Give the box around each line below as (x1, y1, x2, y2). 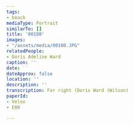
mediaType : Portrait (6, 20, 59, 26)
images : (6, 37, 26, 43)
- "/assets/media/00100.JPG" (6, 43, 80, 49)
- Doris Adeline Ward (6, 54, 61, 60)
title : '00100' (6, 31, 45, 37)
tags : (6, 8, 20, 15)
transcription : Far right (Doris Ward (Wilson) (6, 88, 129, 94)
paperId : (6, 93, 28, 99)
